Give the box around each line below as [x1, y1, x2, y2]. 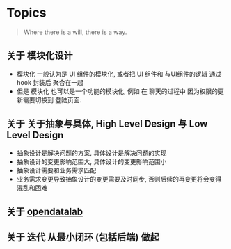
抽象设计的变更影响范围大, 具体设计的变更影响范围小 [16, 157, 167, 166]
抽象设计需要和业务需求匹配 [16, 166, 97, 175]
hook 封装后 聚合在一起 [16, 78, 84, 86]
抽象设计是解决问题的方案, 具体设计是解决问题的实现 [16, 148, 167, 157]
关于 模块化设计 [6, 50, 73, 62]
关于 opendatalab [6, 205, 83, 217]
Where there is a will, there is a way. [23, 28, 127, 36]
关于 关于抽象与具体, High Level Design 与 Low [6, 118, 208, 130]
